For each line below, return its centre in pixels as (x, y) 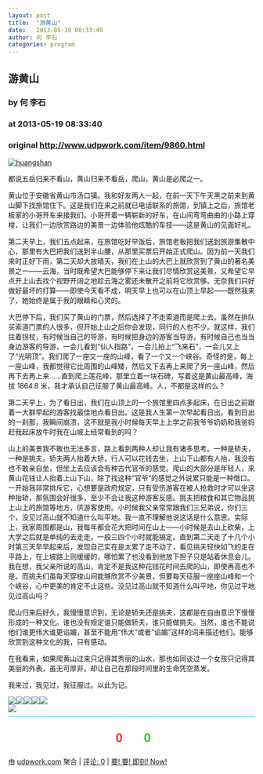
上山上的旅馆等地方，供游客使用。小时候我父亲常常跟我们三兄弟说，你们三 (128, 507)
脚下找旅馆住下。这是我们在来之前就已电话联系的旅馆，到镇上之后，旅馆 (131, 205)
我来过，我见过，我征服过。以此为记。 (70, 685)
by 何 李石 (27, 103)
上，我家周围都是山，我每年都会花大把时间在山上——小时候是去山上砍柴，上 (131, 527)
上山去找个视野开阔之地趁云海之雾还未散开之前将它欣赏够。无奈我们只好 (138, 280)
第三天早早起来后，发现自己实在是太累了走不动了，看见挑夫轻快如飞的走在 (135, 546)
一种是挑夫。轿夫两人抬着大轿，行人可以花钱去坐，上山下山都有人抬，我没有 (131, 458)
